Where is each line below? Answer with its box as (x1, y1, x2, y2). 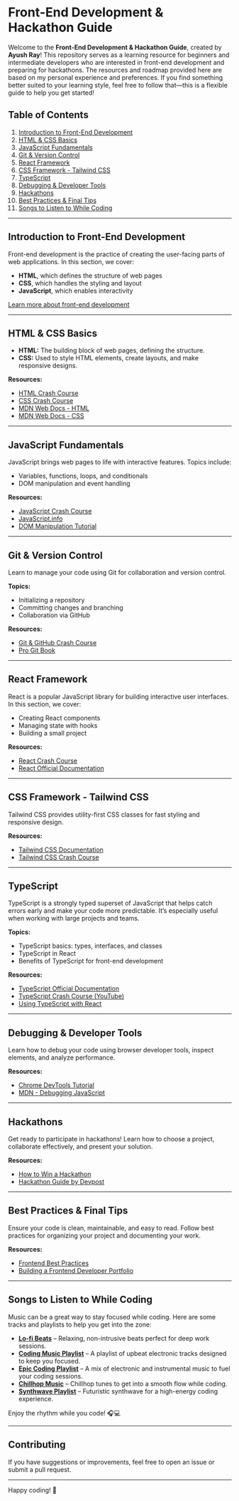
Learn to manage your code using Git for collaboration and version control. (8, 568, 226, 577)
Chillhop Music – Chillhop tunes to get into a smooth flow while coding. (18, 1379, 228, 1388)
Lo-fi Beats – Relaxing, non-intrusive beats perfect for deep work (18, 1334, 210, 1342)
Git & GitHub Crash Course (18, 639, 97, 647)
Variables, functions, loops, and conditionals (18, 471, 148, 481)
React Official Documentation (18, 763, 105, 773)
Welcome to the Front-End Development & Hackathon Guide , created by (8, 43, 222, 51)
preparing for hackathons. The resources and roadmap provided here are (8, 66, 223, 74)
